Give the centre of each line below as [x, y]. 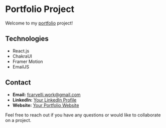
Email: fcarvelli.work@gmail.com [47, 94]
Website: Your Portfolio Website [46, 105]
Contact [18, 83]
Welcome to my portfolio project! [39, 23]
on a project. [18, 120]
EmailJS [21, 66]
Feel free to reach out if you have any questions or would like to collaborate [83, 115]
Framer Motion [28, 61]
